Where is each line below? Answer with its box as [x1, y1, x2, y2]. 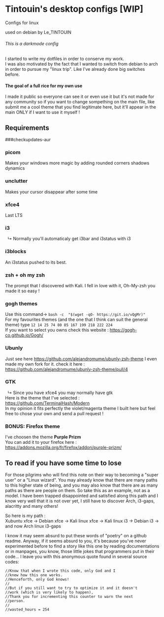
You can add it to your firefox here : [5, 439, 77, 445]
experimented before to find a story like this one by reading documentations [5, 543, 160, 549]
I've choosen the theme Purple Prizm [5, 434, 81, 440]
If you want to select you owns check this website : [5, 327, 109, 333]
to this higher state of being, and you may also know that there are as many [5, 482, 158, 488]
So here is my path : [5, 513, 46, 519]
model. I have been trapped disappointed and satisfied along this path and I [5, 493, 159, 498]
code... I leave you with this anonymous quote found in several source [5, 554, 147, 559]
